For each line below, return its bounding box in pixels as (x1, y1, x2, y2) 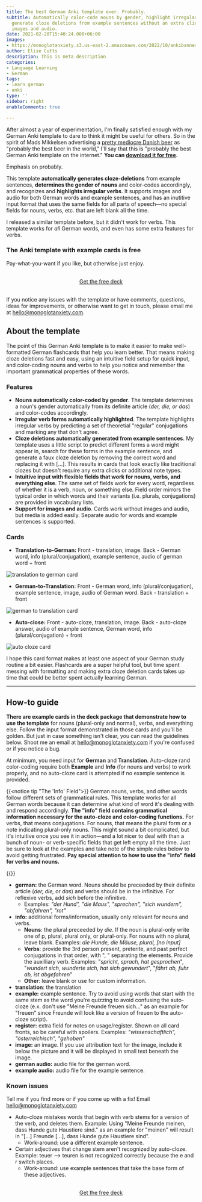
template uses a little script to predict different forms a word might (14, 441, 179, 448)
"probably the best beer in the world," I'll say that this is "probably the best (6, 145, 191, 152)
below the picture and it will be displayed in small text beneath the (14, 1048, 179, 1055)
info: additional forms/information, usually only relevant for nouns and (14, 913, 189, 921)
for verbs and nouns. (6, 858, 60, 866)
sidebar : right (6, 98, 44, 104)
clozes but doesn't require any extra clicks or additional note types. (14, 466, 182, 474)
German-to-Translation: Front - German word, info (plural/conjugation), (14, 583, 194, 590)
